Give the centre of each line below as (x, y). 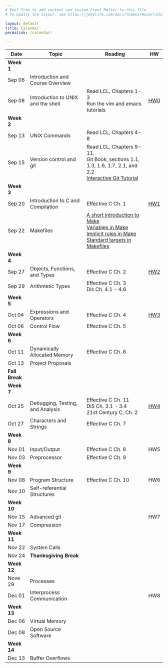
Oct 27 (16, 424)
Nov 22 (16, 547)
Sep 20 (16, 204)
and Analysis (45, 409)
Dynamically (44, 349)
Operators (42, 318)
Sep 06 (16, 80)
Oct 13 (16, 363)
